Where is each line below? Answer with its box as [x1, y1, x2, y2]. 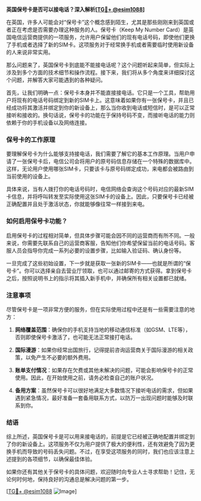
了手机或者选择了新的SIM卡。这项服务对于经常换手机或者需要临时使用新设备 [6, 41, 194, 48]
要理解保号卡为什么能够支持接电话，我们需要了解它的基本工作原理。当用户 [6, 150, 190, 158]
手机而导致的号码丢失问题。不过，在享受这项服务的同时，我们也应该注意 [11, 448, 190, 455]
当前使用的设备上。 [6, 173, 54, 180]
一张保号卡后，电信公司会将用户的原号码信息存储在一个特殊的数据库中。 [16, 158, 195, 165]
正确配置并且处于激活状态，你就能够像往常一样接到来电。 [6, 200, 148, 208]
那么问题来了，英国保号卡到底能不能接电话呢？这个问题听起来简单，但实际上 [6, 61, 195, 68]
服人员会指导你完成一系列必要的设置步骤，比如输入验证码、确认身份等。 [6, 247, 184, 254]
